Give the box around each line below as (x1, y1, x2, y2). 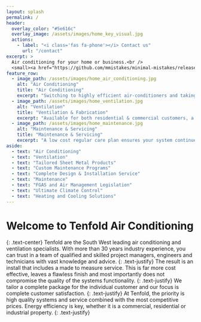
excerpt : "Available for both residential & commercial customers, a (17, 115, 194, 121)
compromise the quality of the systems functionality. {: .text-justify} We (6, 277, 182, 284)
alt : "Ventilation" (17, 103, 66, 110)
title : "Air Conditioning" (17, 87, 84, 93)
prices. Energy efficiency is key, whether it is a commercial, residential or (6, 303, 187, 310)
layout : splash (6, 8, 44, 15)
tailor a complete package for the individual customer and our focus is (6, 284, 179, 291)
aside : (6, 142, 23, 149)
